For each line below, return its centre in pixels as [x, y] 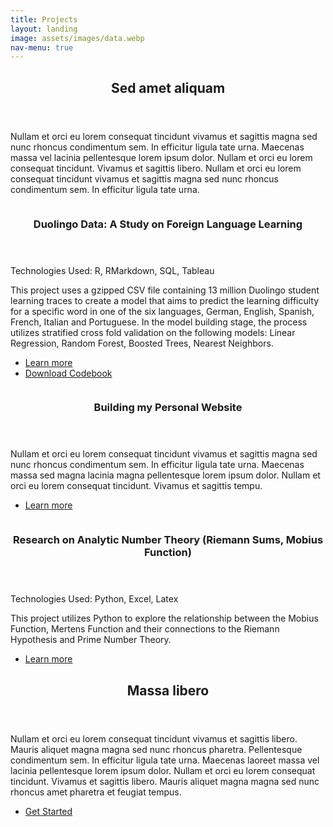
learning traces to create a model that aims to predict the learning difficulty [165, 300]
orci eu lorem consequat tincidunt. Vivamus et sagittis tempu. [136, 486]
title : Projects [44, 19]
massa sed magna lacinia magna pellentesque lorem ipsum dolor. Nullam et [165, 475]
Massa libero [168, 690]
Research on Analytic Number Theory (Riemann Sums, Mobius [168, 540]
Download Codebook [68, 373]
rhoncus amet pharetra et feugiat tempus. [96, 792]
